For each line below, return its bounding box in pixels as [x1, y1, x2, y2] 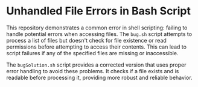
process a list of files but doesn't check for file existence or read [6, 37, 167, 44]
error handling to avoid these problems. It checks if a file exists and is [6, 67, 179, 74]
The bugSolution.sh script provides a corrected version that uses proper [6, 61, 187, 68]
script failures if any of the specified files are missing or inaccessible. [6, 49, 179, 56]
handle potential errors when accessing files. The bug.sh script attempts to [6, 30, 192, 37]
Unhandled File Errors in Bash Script [6, 4, 191, 18]
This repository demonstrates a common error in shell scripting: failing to [6, 24, 188, 31]
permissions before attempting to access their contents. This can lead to [6, 43, 187, 50]
